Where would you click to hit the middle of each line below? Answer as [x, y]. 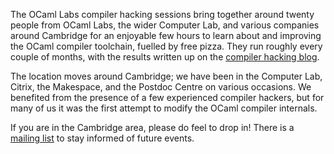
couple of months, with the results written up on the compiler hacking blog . [165, 57]
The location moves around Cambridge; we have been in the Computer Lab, [166, 76]
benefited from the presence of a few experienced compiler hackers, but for [167, 97]
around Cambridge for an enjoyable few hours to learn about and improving [166, 35]
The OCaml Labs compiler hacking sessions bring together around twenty [162, 14]
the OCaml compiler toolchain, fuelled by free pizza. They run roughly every [166, 46]
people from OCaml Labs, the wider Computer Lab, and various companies [165, 25]
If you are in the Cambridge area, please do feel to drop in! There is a [152, 127]
